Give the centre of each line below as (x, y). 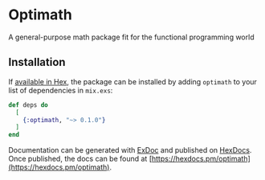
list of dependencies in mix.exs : (61, 90)
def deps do (28, 105)
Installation (37, 62)
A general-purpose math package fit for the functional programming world (131, 37)
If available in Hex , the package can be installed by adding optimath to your (132, 81)
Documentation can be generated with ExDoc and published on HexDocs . (130, 150)
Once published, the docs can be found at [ (80, 159)
